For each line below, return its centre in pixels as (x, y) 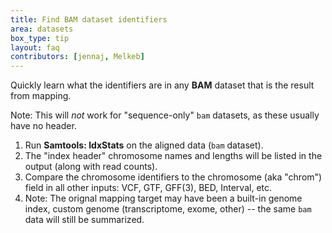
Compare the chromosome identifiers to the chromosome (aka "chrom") (173, 177)
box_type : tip (40, 38)
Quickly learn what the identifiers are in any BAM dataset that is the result (162, 85)
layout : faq (35, 47)
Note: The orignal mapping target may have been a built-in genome (163, 198)
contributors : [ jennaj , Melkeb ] (77, 57)
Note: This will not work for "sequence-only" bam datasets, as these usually (165, 115)
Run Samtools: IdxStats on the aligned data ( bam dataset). (144, 145)
